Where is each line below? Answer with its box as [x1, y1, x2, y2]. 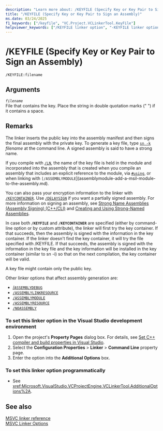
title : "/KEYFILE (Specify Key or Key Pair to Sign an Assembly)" [5, 12, 142, 17]
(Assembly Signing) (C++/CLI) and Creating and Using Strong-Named [5, 205, 145, 211]
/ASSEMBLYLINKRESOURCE [12, 290, 59, 295]
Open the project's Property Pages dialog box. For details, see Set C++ [12, 334, 155, 340]
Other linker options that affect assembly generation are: [5, 275, 118, 281]
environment [5, 323, 37, 330]
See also [5, 402, 32, 411]
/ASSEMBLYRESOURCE [12, 301, 50, 306]
